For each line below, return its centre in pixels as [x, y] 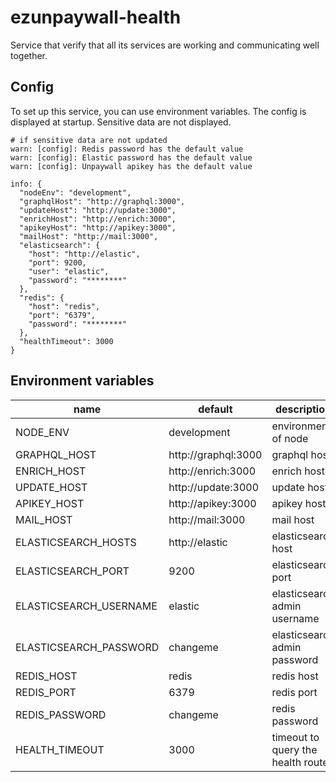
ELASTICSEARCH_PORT [72, 571]
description [303, 409]
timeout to [295, 737]
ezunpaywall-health [96, 17]
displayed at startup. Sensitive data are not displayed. [121, 122]
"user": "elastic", [69, 271]
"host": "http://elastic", [84, 254]
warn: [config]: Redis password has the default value [127, 149]
